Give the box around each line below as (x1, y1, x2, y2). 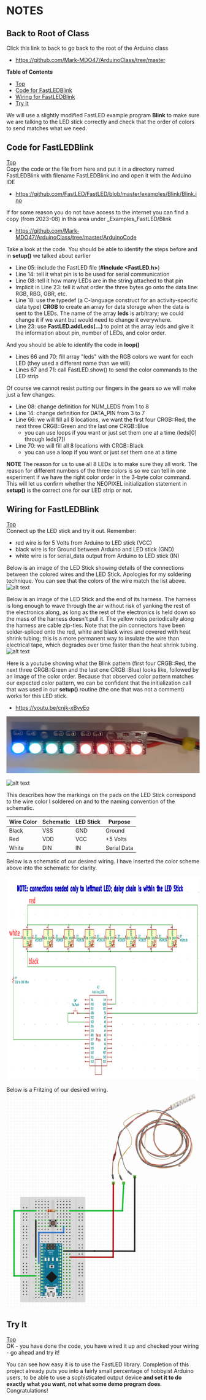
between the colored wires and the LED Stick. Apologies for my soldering (6, 570, 191, 578)
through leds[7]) (24, 435, 66, 443)
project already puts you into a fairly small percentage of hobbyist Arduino (6, 1367, 194, 1374)
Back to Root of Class (6, 28, 90, 39)
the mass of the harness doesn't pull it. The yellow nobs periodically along (6, 615, 194, 622)
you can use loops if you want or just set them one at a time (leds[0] (24, 429, 197, 436)
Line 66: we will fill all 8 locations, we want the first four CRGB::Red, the (15, 416, 196, 423)
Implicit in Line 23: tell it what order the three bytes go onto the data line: (15, 283, 199, 290)
